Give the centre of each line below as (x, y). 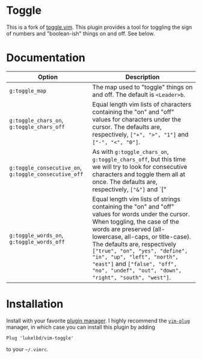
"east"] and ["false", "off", (135, 263)
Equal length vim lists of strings (136, 199)
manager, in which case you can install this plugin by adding (81, 327)
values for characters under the (137, 119)
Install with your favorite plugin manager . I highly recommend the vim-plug (98, 321)
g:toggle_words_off (37, 242)
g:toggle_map (28, 91)
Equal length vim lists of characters (142, 104)
